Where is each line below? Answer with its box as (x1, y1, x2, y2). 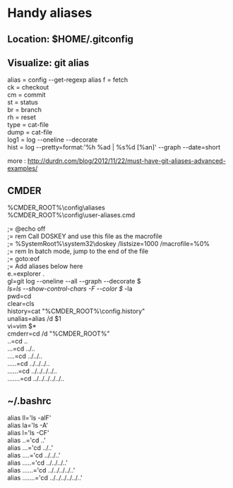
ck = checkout (7, 83, 49, 92)
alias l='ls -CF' (7, 429, 49, 437)
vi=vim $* (7, 322, 37, 331)
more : (7, 157, 26, 165)
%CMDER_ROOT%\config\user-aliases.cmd (7, 211, 136, 219)
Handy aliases (7, 5, 92, 21)
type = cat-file (7, 121, 49, 129)
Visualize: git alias (7, 56, 90, 68)
